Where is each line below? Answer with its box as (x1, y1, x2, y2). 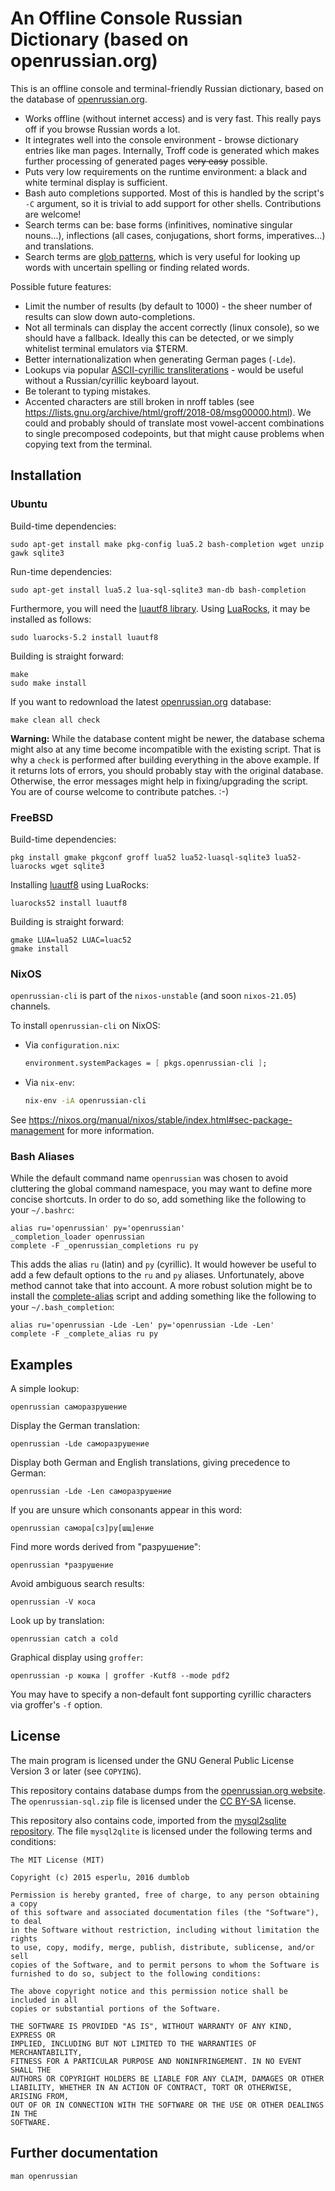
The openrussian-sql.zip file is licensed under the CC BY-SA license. (10, 1795, 297, 1807)
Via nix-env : (24, 1077, 75, 1089)
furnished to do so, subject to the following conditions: (10, 1968, 262, 1979)
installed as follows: (10, 613, 92, 625)
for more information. (66, 1124, 155, 1136)
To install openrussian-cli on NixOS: (10, 1020, 161, 1032)
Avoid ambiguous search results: (10, 1578, 145, 1590)
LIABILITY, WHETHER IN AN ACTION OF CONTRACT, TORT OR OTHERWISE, (10, 2082, 293, 2092)
